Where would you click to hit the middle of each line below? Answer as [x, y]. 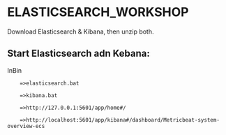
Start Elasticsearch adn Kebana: [78, 54]
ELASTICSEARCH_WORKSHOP [98, 12]
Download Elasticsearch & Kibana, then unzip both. [81, 31]
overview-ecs [26, 126]
